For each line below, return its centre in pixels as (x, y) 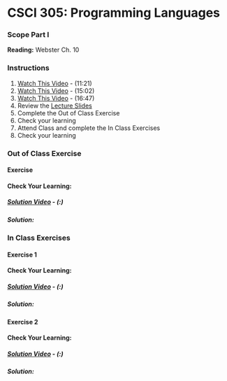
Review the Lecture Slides (54, 106)
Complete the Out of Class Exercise (68, 113)
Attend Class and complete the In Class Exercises (89, 128)
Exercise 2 (23, 322)
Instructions (29, 68)
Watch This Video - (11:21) (54, 83)
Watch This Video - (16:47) (56, 98)
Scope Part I (28, 35)
